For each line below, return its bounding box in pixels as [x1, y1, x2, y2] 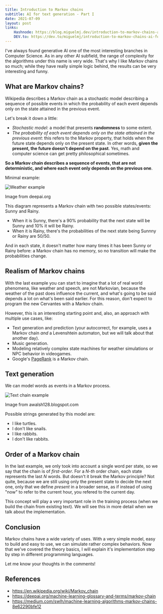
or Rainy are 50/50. [12, 233, 51, 239]
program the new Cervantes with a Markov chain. [5, 301, 104, 307]
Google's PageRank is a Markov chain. [12, 356, 89, 362]
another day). [12, 335, 39, 341]
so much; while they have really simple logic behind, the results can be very [5, 63, 157, 69]
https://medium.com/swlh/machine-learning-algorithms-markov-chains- [12, 598, 157, 604]
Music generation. [12, 340, 49, 346]
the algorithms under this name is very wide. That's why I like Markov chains [5, 58, 158, 64]
